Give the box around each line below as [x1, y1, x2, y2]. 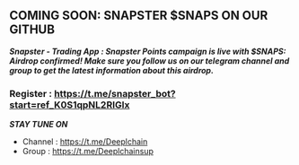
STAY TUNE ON [9, 119, 68, 130]
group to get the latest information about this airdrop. [9, 65, 214, 75]
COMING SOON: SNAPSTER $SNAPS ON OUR [9, 8, 268, 23]
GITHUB [9, 22, 56, 38]
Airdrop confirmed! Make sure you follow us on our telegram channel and [9, 55, 290, 66]
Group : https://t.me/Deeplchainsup [22, 146, 154, 157]
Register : [9, 87, 52, 100]
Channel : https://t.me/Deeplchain [22, 136, 148, 147]
